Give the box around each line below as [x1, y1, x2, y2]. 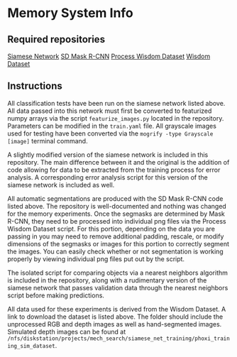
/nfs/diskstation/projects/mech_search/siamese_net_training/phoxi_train [7, 335, 231, 342]
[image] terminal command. [7, 136, 88, 145]
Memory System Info [7, 5, 133, 21]
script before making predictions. [7, 291, 105, 300]
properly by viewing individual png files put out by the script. [7, 254, 185, 263]
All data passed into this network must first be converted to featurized [7, 106, 212, 115]
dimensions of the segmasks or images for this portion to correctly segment [7, 239, 229, 248]
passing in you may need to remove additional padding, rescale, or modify [7, 232, 224, 241]
